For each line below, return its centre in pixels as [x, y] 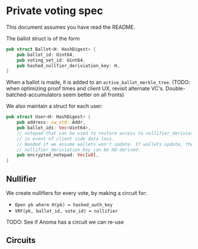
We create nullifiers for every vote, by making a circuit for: [77, 193]
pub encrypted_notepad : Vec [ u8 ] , [58, 155]
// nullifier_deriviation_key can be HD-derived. [79, 150]
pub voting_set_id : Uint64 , [51, 60]
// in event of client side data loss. [66, 139]
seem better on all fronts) [93, 95]
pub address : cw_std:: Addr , [51, 122]
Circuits [21, 240]
